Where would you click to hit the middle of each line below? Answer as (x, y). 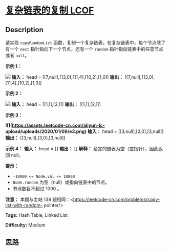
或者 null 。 (17, 55)
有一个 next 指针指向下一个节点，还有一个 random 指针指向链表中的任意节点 (84, 49)
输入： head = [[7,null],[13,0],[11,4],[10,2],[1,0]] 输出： (68, 77)
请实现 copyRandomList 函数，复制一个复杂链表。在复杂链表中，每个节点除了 (86, 42)
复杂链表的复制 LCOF (50, 10)
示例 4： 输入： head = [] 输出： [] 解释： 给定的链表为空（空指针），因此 (82, 149)
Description (24, 29)
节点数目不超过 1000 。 (37, 189)
